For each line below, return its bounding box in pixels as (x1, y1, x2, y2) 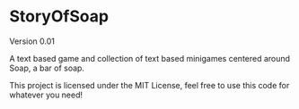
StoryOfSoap (9, 6, 110, 27)
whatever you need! (9, 89, 84, 100)
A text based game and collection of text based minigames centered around (9, 53, 290, 63)
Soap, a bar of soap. (9, 63, 85, 73)
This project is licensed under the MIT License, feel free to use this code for (9, 80, 290, 90)
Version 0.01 (9, 36, 56, 46)
